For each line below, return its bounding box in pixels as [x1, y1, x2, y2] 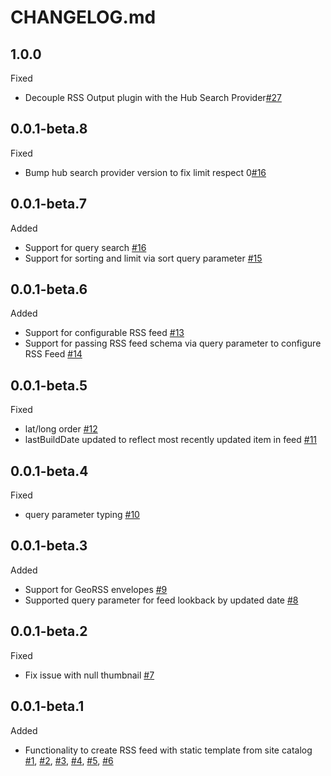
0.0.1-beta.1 [10, 698, 85, 715]
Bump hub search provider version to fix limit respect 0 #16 [24, 166, 267, 178]
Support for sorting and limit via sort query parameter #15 [24, 252, 263, 264]
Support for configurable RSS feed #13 [24, 327, 185, 339]
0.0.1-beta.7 [10, 196, 87, 213]
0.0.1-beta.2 [10, 623, 88, 640]
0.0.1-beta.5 [10, 377, 88, 394]
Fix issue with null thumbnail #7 [24, 669, 155, 681]
